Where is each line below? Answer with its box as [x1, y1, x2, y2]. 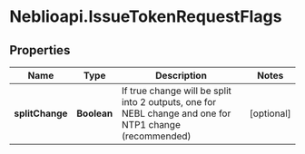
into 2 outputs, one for [121, 96, 217, 108]
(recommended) [121, 130, 192, 142]
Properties [9, 43, 71, 58]
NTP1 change [121, 119, 182, 130]
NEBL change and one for [121, 107, 231, 120]
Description [155, 70, 207, 82]
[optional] [249, 107, 291, 120]
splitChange [14, 107, 68, 120]
